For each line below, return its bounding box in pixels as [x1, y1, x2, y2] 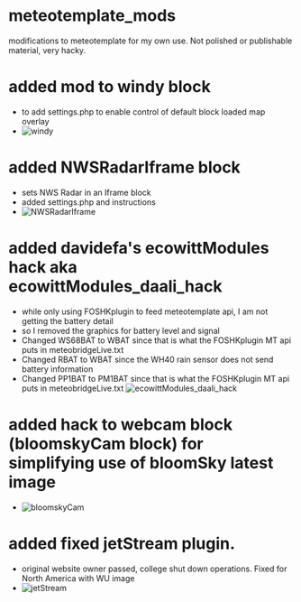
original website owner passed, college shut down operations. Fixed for [21, 563, 287, 574]
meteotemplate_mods [8, 5, 177, 26]
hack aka [8, 257, 78, 277]
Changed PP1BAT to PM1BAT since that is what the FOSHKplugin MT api [21, 373, 290, 384]
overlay [21, 116, 50, 126]
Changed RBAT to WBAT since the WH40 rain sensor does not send [21, 354, 274, 365]
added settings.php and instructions [21, 196, 157, 208]
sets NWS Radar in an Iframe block [21, 187, 151, 198]
